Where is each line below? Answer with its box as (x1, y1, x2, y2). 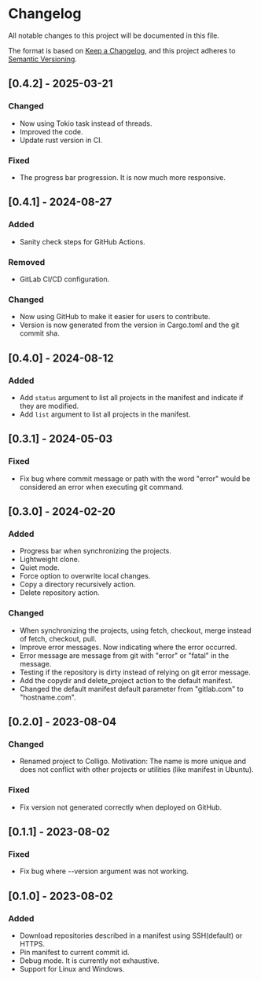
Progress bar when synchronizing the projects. (19, 546, 171, 556)
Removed (8, 256, 46, 267)
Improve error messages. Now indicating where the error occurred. (19, 642, 237, 652)
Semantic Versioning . (8, 54, 77, 64)
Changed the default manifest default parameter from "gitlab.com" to (19, 684, 244, 693)
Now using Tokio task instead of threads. (19, 119, 153, 128)
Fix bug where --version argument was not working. (19, 866, 189, 876)
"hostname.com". (19, 693, 76, 702)
